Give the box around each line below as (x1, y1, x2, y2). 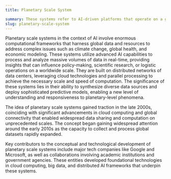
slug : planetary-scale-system (5, 21, 70, 26)
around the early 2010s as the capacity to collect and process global (5, 126, 149, 132)
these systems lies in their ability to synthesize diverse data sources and (5, 84, 157, 90)
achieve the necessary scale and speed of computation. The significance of (5, 78, 165, 84)
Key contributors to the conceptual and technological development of (5, 141, 151, 147)
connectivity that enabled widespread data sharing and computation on (5, 115, 155, 121)
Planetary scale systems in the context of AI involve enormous (5, 35, 136, 41)
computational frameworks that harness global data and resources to (5, 41, 150, 47)
